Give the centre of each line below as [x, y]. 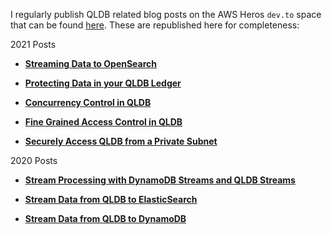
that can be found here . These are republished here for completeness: [155, 25]
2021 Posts [33, 44]
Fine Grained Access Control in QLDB [103, 122]
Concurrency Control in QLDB [88, 102]
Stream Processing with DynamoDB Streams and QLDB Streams [160, 180]
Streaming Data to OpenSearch [91, 63]
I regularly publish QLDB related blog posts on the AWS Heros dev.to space [166, 14]
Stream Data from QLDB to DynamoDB [105, 218]
